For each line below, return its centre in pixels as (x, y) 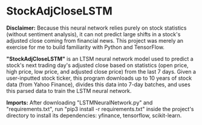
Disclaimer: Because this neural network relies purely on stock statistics (96, 28)
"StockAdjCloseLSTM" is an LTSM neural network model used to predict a (100, 59)
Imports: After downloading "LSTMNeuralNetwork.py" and (80, 102)
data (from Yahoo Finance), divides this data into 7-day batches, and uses (98, 84)
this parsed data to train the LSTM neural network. (69, 91)
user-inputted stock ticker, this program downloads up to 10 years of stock (99, 78)
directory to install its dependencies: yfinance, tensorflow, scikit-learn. (94, 115)
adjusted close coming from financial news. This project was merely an (95, 40)
